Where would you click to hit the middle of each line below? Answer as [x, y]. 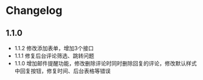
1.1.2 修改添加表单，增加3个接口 [54, 48]
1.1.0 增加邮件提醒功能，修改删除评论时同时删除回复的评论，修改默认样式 [105, 63]
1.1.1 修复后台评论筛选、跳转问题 [54, 56]
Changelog [34, 11]
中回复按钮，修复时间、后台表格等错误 [62, 71]
